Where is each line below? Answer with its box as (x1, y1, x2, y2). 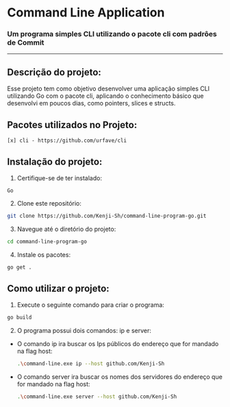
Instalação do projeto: (7, 156, 103, 167)
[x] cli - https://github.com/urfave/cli (7, 137, 127, 145)
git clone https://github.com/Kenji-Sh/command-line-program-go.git (7, 212, 207, 219)
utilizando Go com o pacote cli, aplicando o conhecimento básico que (7, 92, 204, 100)
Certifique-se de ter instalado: (16, 173, 103, 182)
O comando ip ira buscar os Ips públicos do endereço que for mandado (16, 340, 219, 348)
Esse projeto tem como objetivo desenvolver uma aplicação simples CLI (7, 84, 210, 93)
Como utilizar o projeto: (7, 282, 110, 294)
